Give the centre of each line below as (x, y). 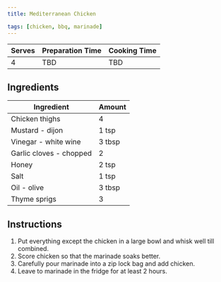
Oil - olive (28, 188)
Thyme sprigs (34, 200)
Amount (113, 107)
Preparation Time (72, 50)
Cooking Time (132, 50)
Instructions (35, 224)
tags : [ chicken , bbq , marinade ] (55, 26)
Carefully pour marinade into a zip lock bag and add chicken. (106, 264)
